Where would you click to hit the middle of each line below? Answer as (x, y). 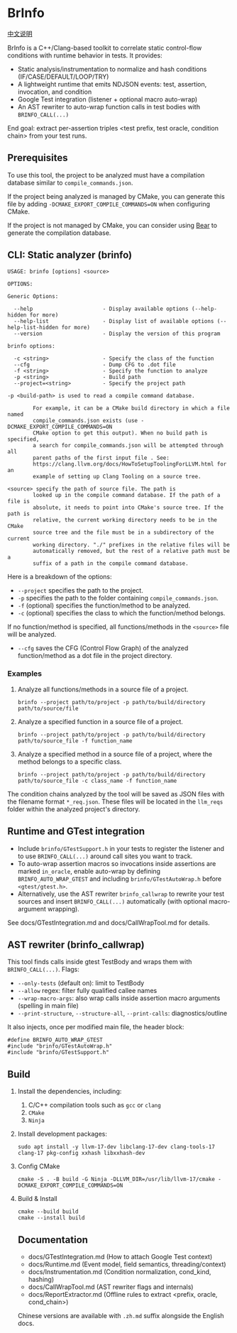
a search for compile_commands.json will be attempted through (128, 445)
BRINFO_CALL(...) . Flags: (44, 970)
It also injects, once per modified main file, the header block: (96, 1027)
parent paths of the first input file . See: (101, 458)
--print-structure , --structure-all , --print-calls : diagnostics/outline (122, 1014)
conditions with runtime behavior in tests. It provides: (85, 55)
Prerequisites (38, 158)
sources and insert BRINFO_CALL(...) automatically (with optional (112, 901)
